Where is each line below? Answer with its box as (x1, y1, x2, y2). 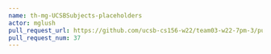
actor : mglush (8, 19, 56, 27)
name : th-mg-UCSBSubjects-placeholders (8, 11, 143, 20)
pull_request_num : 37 (8, 33, 81, 42)
